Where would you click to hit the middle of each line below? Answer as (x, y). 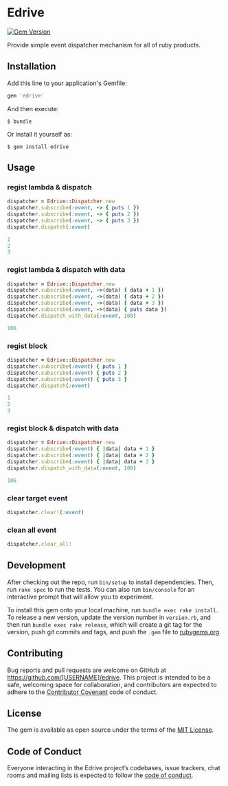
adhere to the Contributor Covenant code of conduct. (82, 692)
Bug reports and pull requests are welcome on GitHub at (87, 670)
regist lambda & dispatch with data (66, 270)
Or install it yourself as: (39, 134)
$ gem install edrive (38, 147)
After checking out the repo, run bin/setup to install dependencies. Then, (111, 582)
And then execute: (33, 108)
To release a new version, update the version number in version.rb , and (109, 617)
